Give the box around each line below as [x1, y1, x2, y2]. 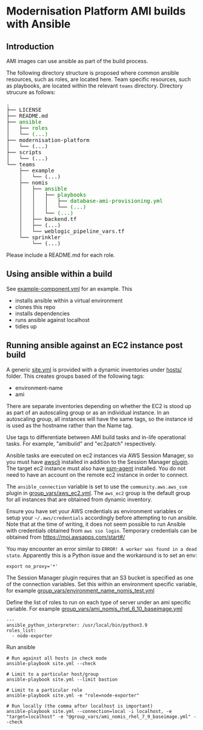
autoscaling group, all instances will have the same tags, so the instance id [6, 415, 193, 423]
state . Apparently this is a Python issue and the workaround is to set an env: [6, 551, 198, 559]
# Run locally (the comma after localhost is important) [6, 703, 153, 709]
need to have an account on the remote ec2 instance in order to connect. [6, 471, 189, 478]
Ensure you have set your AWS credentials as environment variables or [6, 507, 184, 514]
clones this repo [15, 303, 56, 310]
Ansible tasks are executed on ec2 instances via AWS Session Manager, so [6, 451, 194, 459]
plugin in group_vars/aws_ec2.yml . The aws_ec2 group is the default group [6, 489, 191, 496]
